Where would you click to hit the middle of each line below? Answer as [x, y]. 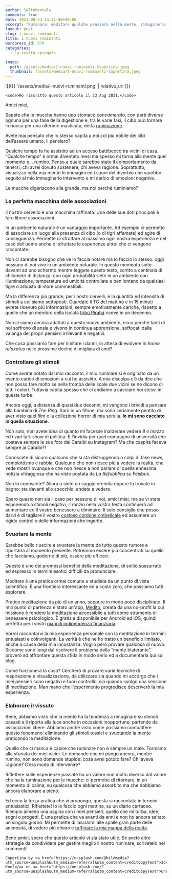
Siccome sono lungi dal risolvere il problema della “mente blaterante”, [79, 650]
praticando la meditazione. [33, 738]
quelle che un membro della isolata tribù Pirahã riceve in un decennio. [79, 313]
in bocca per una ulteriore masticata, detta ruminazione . [64, 126]
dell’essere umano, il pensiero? [38, 141]
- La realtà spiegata [33, 53]
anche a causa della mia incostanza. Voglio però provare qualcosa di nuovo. [85, 644]
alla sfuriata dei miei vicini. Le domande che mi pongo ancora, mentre [79, 754]
